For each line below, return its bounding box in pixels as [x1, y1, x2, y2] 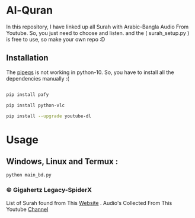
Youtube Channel [6, 206, 49, 213]
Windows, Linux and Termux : [6, 156, 119, 166]
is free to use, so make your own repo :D [6, 36, 106, 43]
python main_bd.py [6, 172, 52, 178]
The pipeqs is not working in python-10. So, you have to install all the [6, 69, 174, 76]
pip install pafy [6, 91, 49, 98]
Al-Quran [6, 4, 53, 17]
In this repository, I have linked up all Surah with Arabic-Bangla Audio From [6, 23, 189, 30]
